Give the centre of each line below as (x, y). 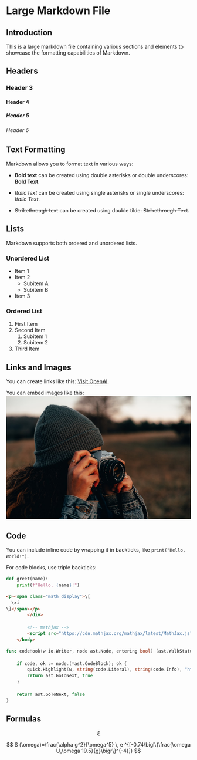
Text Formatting (36, 150)
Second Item (30, 330)
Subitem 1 (35, 336)
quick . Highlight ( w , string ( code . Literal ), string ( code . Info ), (105, 670)
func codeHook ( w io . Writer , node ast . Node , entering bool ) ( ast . (88, 651)
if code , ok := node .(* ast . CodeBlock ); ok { (72, 663)
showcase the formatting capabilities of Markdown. (68, 53)
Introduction (29, 33)
